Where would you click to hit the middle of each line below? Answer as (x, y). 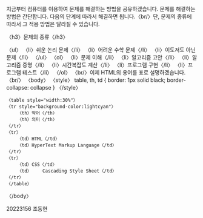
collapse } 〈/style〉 (55, 88)
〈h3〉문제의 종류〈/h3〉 (37, 37)
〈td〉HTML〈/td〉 (38, 139)
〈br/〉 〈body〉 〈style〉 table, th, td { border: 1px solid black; (86, 80)
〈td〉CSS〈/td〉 (37, 165)
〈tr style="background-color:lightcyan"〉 (61, 107)
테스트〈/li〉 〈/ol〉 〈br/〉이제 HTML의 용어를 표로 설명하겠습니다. (104, 72)
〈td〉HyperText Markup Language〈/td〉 (67, 145)
